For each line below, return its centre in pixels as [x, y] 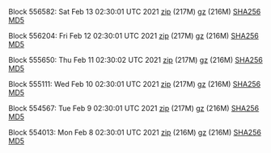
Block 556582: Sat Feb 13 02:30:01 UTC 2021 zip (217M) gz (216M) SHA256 [135, 12]
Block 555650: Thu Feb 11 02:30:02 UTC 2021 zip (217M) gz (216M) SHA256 [135, 60]
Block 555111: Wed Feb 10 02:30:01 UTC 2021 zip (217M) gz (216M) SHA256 [135, 84]
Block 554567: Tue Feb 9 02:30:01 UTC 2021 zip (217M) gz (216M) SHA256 [134, 108]
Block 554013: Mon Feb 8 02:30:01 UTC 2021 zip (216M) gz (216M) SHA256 [135, 132]
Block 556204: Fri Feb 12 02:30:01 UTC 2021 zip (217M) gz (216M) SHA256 [133, 36]
